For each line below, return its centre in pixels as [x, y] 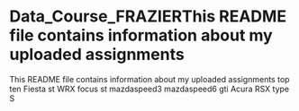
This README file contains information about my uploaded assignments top [149, 79]
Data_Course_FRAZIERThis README [148, 17]
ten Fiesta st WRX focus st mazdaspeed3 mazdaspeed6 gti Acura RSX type [149, 89]
